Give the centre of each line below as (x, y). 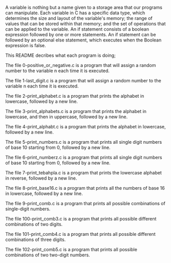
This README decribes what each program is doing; (61, 55)
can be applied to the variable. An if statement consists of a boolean (77, 29)
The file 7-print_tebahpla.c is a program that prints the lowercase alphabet (84, 173)
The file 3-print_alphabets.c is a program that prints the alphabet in (76, 111)
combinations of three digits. (36, 239)
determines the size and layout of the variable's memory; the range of (79, 18)
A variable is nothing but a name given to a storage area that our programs (84, 7)
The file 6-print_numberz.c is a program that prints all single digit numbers (84, 157)
